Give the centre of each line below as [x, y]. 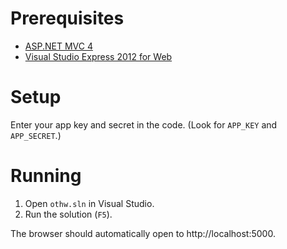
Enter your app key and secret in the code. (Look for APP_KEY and [144, 124]
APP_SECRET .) [36, 135]
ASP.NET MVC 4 [58, 46]
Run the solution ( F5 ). [68, 214]
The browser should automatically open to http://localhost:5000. [143, 233]
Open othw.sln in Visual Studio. [89, 203]
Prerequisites [67, 18]
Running [46, 176]
